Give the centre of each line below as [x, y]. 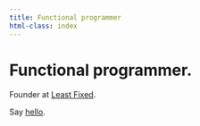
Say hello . [28, 112]
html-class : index [43, 26]
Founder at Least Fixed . [53, 95]
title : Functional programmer [66, 17]
